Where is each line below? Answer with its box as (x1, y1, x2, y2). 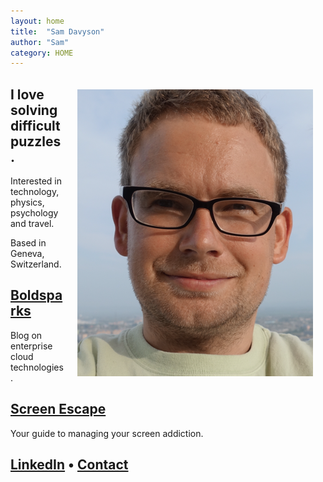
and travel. (10, 218, 55, 230)
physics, (10, 196, 45, 209)
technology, (10, 186, 60, 198)
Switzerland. (10, 258, 62, 270)
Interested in (10, 175, 63, 187)
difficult (10, 117, 61, 134)
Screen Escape (10, 401, 107, 418)
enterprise (10, 340, 53, 352)
